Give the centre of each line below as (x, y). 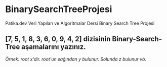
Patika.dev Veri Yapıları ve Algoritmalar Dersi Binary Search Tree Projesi (80, 23)
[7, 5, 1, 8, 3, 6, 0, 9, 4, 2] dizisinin (58, 39)
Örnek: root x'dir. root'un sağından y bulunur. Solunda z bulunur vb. (76, 59)
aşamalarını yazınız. (53, 47)
